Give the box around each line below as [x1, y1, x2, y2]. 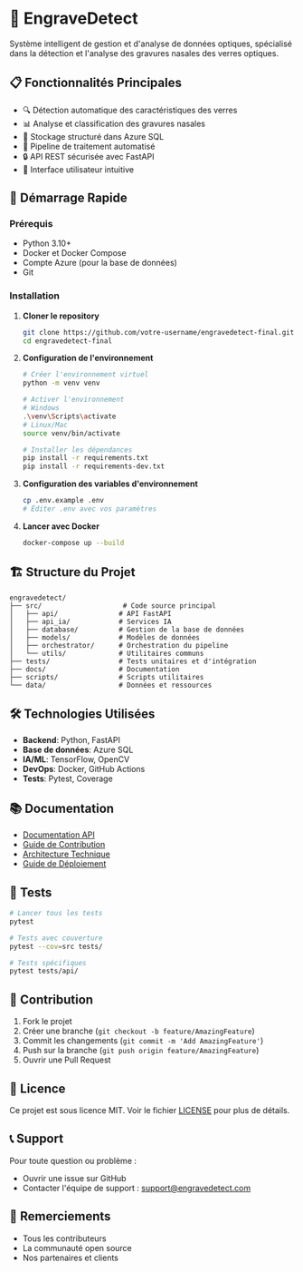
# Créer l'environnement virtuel [22, 370, 149, 379]
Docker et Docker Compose [22, 248, 127, 259]
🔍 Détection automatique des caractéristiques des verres [22, 104, 238, 115]
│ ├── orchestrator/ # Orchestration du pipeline [9, 641, 229, 650]
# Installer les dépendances [22, 445, 133, 455]
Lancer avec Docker [22, 521, 99, 532]
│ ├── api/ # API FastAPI [9, 609, 172, 618]
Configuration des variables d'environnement [22, 478, 199, 489]
